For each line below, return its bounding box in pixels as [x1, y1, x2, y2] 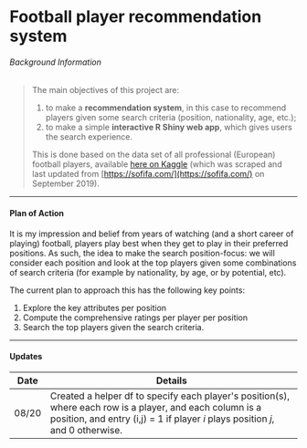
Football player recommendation [9, 6, 262, 27]
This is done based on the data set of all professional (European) [31, 149, 276, 161]
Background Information [9, 57, 102, 68]
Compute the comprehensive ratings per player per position [22, 312, 249, 323]
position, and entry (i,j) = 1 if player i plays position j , [49, 412, 275, 425]
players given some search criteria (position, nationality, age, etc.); [45, 112, 297, 123]
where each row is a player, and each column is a [49, 401, 262, 413]
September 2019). [31, 178, 101, 189]
